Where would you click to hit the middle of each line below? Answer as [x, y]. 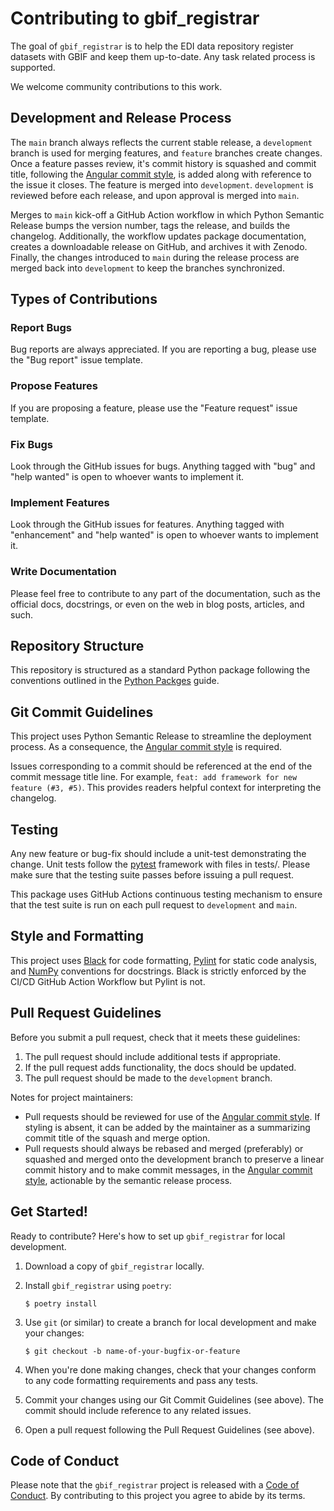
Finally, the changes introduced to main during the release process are [155, 257]
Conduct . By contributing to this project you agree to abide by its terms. [158, 1496]
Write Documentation [63, 572]
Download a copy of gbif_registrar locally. [114, 1266]
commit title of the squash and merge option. [117, 1138]
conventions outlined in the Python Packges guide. [115, 681]
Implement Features [60, 502]
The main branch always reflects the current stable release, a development [161, 142]
